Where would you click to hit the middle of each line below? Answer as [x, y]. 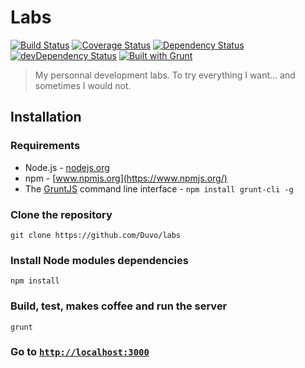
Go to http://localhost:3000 [80, 352]
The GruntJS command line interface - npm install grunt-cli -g [159, 188]
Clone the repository [61, 214]
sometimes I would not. [83, 85]
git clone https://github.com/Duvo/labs [96, 235]
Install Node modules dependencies [99, 260]
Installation [46, 117]
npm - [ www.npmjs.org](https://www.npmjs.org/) [126, 178]
